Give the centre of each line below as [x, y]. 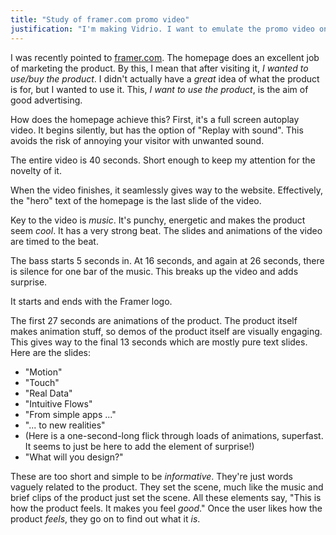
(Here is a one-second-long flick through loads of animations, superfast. [174, 435]
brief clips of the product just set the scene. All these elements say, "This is [166, 497]
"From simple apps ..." [70, 414]
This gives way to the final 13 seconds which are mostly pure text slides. [159, 342]
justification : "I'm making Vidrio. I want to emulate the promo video [162, 29]
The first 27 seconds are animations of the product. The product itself [154, 320]
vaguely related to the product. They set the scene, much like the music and [167, 487]
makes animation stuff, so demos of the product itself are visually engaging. [166, 331]
